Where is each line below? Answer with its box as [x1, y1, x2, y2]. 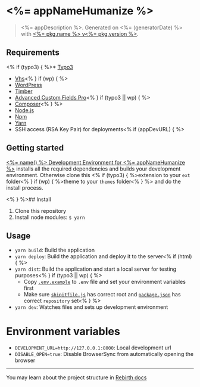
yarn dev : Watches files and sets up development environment [14, 304, 168, 311]
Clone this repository [14, 207, 67, 214]
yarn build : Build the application [14, 246, 95, 254]
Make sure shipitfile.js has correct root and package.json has [23, 291, 181, 298]
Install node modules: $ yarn [14, 213, 85, 221]
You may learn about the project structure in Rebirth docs [6, 374, 147, 381]
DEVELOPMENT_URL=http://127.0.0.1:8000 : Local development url [14, 344, 171, 351]
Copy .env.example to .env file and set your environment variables [23, 278, 186, 286]
